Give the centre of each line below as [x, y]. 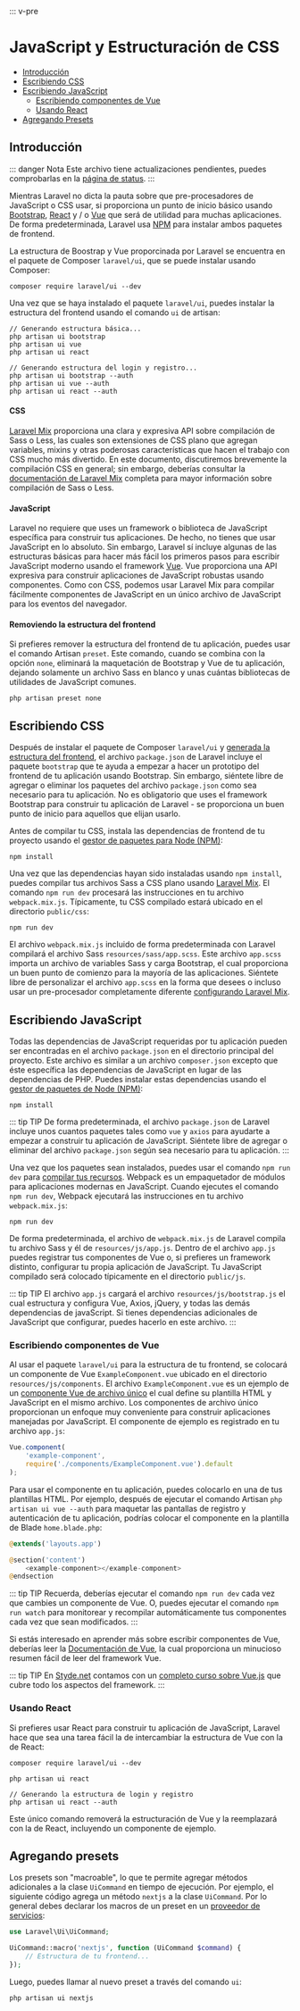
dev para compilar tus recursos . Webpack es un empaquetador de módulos [147, 1177]
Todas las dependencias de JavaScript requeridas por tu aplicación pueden [148, 1041]
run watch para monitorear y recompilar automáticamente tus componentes [148, 1613]
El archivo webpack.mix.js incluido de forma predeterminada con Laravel [142, 945]
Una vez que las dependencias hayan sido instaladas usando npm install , [146, 873]
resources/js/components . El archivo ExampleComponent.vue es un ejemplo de [149, 1384]
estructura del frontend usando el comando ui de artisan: [115, 312]
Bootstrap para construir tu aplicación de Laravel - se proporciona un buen [147, 805]
